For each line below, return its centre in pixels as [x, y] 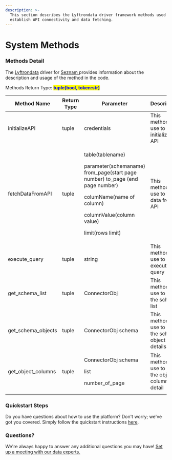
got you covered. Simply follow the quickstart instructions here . [72, 422]
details [158, 346]
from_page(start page [110, 172]
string [91, 259]
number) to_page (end [111, 179]
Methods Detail [25, 61]
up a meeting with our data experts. [43, 452]
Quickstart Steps [27, 405]
